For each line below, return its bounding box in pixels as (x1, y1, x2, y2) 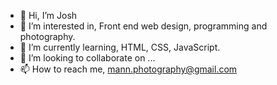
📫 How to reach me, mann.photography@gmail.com (19, 63, 238, 75)
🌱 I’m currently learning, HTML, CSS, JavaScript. (19, 41, 221, 53)
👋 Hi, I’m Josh (19, 10, 78, 21)
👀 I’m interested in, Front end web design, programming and (19, 20, 268, 32)
